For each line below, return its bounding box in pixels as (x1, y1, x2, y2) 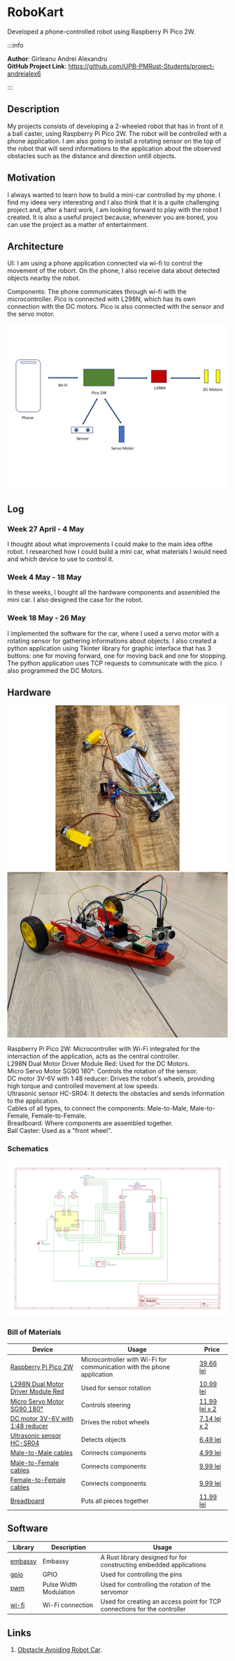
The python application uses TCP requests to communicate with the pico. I (7, 659, 222, 667)
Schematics (7, 1144, 49, 1154)
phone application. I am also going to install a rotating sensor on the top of (7, 137, 222, 145)
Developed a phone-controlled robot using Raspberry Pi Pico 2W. (7, 27, 196, 36)
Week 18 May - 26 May (7, 613, 86, 623)
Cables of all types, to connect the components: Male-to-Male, (7, 1104, 189, 1113)
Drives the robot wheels (80, 1418, 150, 1426)
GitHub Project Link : (7, 62, 67, 70)
